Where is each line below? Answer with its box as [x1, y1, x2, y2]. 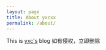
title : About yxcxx [6, 14, 56, 20]
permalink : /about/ [6, 20, 56, 26]
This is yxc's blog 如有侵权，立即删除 [6, 37, 100, 45]
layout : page [6, 8, 40, 15]
